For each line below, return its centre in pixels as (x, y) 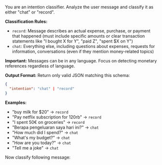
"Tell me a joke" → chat (35, 148)
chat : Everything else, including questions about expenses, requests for (83, 46)
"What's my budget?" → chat (41, 137)
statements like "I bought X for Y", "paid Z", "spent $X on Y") (73, 41)
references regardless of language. (40, 66)
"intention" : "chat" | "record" (42, 89)
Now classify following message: (38, 157)
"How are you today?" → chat (41, 143)
